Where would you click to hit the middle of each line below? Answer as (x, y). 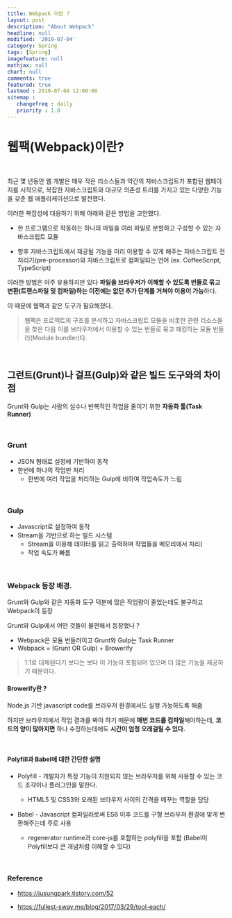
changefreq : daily (44, 104)
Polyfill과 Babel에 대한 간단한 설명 (54, 759)
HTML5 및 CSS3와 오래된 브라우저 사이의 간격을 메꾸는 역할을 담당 (118, 799)
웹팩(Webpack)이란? (66, 147)
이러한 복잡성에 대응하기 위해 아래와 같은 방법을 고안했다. (84, 213)
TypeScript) (34, 267)
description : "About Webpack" (51, 26)
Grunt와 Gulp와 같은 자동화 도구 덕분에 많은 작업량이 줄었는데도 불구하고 (105, 602)
